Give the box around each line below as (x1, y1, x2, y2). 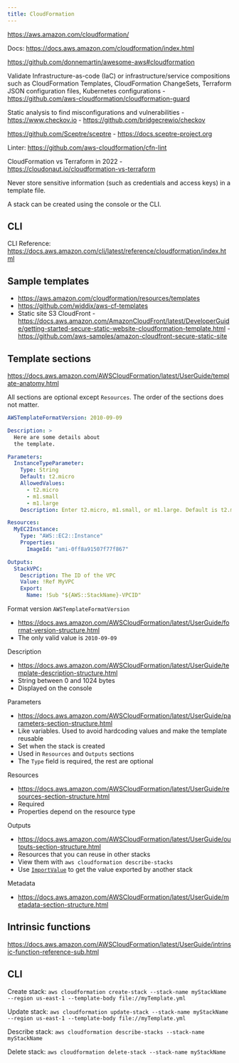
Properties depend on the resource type (17, 807, 136, 816)
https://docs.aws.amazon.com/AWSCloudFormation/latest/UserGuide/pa (17, 712, 231, 720)
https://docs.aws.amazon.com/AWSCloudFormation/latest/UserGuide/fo (17, 618, 230, 627)
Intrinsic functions (7, 921, 91, 933)
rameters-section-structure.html (17, 719, 112, 728)
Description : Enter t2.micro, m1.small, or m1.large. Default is (20, 506, 218, 513)
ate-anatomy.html (7, 379, 59, 388)
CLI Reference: (7, 240, 51, 248)
